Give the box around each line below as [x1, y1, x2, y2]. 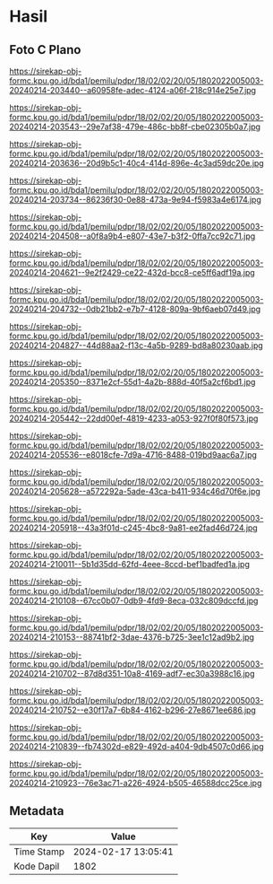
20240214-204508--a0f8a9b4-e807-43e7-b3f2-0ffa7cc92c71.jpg [9, 231, 256, 241]
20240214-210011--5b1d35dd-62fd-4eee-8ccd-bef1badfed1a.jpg [9, 559, 251, 569]
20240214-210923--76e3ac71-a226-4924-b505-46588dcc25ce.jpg [9, 778, 262, 788]
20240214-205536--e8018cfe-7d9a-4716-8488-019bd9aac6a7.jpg [9, 450, 258, 460]
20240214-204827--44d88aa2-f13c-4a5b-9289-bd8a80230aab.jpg [9, 340, 264, 351]
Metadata [9, 803, 64, 818]
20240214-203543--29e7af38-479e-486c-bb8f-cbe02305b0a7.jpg [9, 121, 261, 132]
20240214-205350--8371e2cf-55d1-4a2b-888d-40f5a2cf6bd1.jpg [9, 377, 256, 387]
